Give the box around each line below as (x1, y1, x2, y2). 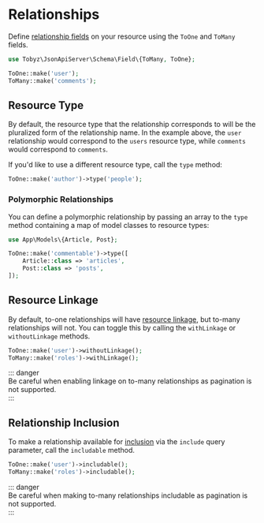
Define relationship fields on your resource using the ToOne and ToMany (8, 32, 236, 41)
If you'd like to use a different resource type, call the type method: (8, 160, 223, 170)
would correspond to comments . (8, 144, 109, 155)
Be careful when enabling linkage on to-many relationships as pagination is (8, 376, 252, 386)
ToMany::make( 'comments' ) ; (8, 77, 97, 84)
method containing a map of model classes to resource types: (8, 220, 210, 230)
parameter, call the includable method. (8, 446, 136, 455)
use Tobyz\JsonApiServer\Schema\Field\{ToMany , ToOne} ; (8, 55, 195, 63)
